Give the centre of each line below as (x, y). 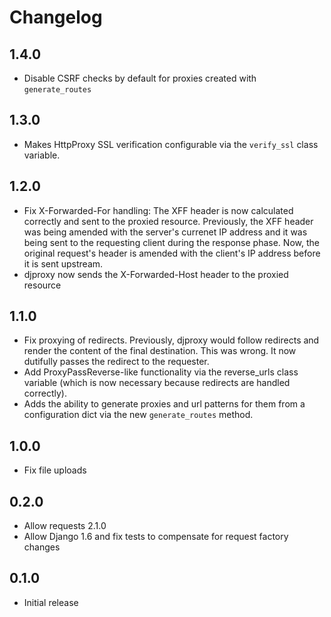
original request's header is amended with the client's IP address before (172, 253)
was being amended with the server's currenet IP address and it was (165, 232)
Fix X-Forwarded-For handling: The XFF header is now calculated (158, 210)
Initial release (51, 602)
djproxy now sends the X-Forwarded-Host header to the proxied (156, 274)
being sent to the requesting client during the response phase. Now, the (171, 242)
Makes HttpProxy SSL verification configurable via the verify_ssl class (171, 144)
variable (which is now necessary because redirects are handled (157, 383)
